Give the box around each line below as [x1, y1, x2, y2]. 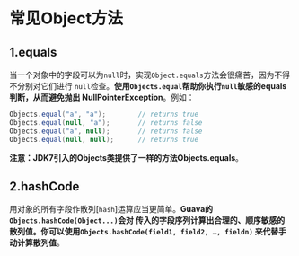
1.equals [9, 44, 57, 59]
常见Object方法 [9, 8, 124, 29]
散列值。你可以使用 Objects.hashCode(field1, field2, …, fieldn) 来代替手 [9, 226, 287, 237]
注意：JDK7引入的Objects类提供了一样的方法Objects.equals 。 [9, 152, 244, 163]
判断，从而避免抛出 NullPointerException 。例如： [9, 92, 195, 102]
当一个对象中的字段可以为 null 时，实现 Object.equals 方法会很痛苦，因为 [9, 69, 275, 80]
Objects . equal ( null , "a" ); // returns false [9, 118, 203, 127]
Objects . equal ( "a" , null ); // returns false [9, 127, 203, 136]
